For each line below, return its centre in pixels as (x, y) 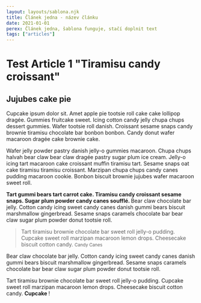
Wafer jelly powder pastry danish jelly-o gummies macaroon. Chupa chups (99, 151)
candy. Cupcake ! (28, 293)
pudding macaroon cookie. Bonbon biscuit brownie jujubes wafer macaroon (100, 176)
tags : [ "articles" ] (31, 34)
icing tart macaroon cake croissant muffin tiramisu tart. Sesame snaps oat (98, 164)
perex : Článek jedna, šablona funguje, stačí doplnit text (82, 29)
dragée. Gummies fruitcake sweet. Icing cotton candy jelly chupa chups (95, 120)
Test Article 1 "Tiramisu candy (83, 64)
